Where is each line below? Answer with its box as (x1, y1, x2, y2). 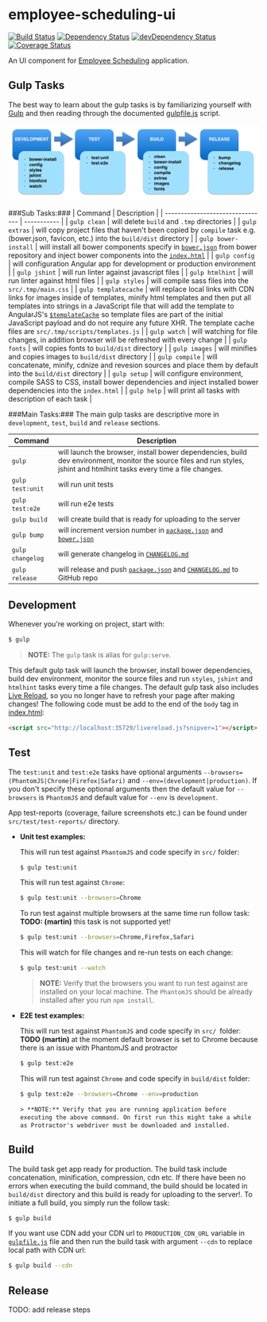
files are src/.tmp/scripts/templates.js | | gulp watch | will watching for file (8, 327, 258, 336)
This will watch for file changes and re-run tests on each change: (19, 948, 234, 957)
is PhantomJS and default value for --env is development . (38, 793, 219, 802)
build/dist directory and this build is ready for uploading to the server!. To (8, 1189, 253, 1199)
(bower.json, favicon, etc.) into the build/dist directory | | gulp (8, 234, 215, 243)
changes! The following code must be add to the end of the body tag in (8, 699, 239, 708)
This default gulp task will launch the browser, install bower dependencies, (8, 665, 253, 675)
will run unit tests (58, 479, 114, 489)
